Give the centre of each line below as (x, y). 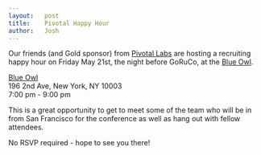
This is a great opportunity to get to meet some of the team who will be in (130, 110)
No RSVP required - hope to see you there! (79, 143)
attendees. (26, 127)
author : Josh (34, 31)
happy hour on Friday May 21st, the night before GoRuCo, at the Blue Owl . (131, 62)
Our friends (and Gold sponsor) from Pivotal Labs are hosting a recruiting (130, 54)
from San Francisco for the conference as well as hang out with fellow (124, 119)
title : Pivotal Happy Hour (59, 23)
